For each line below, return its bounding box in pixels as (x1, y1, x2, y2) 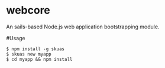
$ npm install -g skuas (6, 46, 65, 52)
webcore (6, 4, 50, 17)
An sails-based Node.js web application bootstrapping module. (6, 23, 160, 30)
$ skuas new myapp (6, 51, 51, 57)
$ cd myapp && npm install (6, 56, 73, 62)
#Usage (6, 34, 25, 41)
